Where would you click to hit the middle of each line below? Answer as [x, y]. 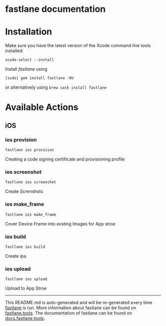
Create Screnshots [24, 191]
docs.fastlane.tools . [25, 319]
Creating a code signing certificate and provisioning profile [65, 159]
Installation [29, 32]
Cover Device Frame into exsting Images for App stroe [60, 223]
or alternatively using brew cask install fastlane [56, 87]
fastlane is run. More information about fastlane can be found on [71, 308]
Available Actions [42, 107]
